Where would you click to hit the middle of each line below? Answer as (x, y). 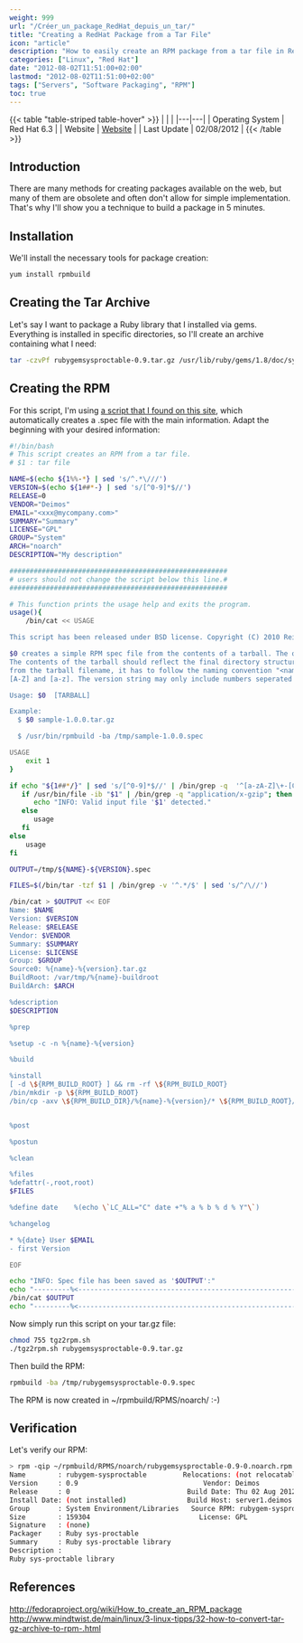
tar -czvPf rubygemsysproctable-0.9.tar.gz (92, 360)
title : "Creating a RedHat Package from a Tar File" (110, 34)
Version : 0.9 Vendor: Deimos (134, 1484)
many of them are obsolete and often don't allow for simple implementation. (150, 198)
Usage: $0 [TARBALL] (50, 695)
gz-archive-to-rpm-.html (55, 1628)
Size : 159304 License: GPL (129, 1517)
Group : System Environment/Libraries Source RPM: (123, 1508)
